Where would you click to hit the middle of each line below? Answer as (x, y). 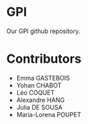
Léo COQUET (35, 92)
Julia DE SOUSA (39, 107)
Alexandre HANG (41, 100)
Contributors (44, 59)
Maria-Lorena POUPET (49, 114)
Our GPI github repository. (43, 31)
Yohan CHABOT (39, 85)
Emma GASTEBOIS (43, 78)
